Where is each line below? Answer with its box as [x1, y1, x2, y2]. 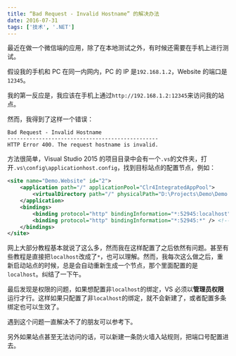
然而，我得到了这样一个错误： [7, 115, 93, 123]
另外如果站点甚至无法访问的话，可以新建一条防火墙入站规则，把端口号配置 [7, 333, 223, 341]
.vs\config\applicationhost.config [13, 165, 118, 172]
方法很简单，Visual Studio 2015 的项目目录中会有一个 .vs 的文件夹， [7, 154, 202, 163]
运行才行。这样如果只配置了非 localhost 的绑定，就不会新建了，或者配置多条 [7, 294, 227, 302]
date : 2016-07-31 [7, 17, 58, 24]
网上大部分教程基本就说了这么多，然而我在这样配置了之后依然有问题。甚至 [7, 244, 223, 252]
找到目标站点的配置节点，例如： [123, 164, 216, 172]
